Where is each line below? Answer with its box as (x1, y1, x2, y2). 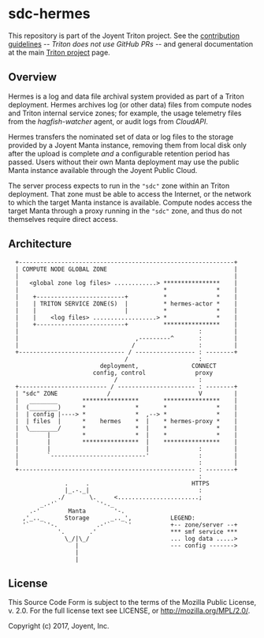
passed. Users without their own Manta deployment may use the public (8, 157, 240, 167)
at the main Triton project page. (8, 47, 110, 57)
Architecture (8, 238, 73, 251)
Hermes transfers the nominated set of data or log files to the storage (8, 132, 234, 141)
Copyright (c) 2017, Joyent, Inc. (8, 621, 110, 631)
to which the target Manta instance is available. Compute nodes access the (8, 197, 252, 207)
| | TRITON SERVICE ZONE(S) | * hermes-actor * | (15, 299, 238, 308)
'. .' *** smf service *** (58, 527, 238, 535)
